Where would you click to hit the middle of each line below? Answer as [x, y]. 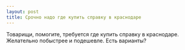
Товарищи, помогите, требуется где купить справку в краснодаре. [93, 34]
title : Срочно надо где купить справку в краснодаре [74, 17]
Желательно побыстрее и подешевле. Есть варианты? [76, 40]
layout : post [23, 12]
